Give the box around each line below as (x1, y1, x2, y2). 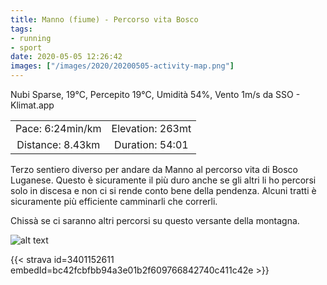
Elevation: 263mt (111, 122, 192, 135)
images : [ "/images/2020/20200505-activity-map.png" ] (10, 61, 235, 71)
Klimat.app (10, 99, 55, 111)
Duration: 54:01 (114, 138, 189, 151)
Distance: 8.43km (16, 138, 101, 151)
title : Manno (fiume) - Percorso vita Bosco (10, 14, 199, 25)
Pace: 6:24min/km (15, 122, 102, 135)
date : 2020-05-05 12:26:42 (10, 52, 123, 62)
